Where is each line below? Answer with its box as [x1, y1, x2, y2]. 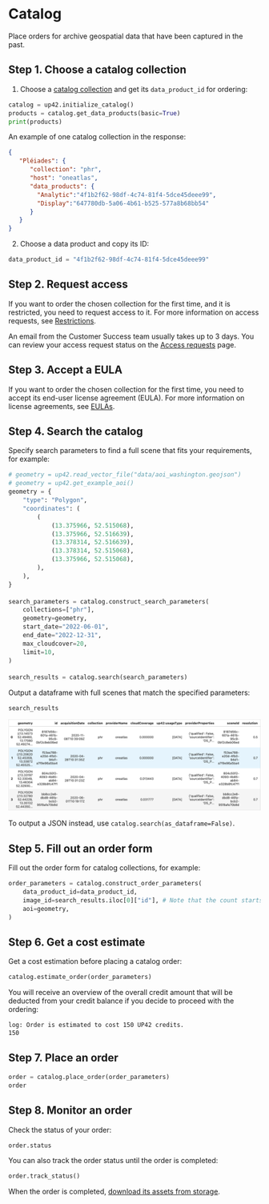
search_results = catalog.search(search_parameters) [8, 673, 188, 681]
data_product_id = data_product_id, [22, 888, 138, 896]
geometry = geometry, [22, 614, 88, 623]
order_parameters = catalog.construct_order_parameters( [8, 880, 203, 888]
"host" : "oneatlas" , [29, 174, 98, 182]
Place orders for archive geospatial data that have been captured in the [8, 31, 243, 41]
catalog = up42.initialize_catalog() [8, 101, 134, 109]
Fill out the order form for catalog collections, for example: [8, 863, 201, 873]
